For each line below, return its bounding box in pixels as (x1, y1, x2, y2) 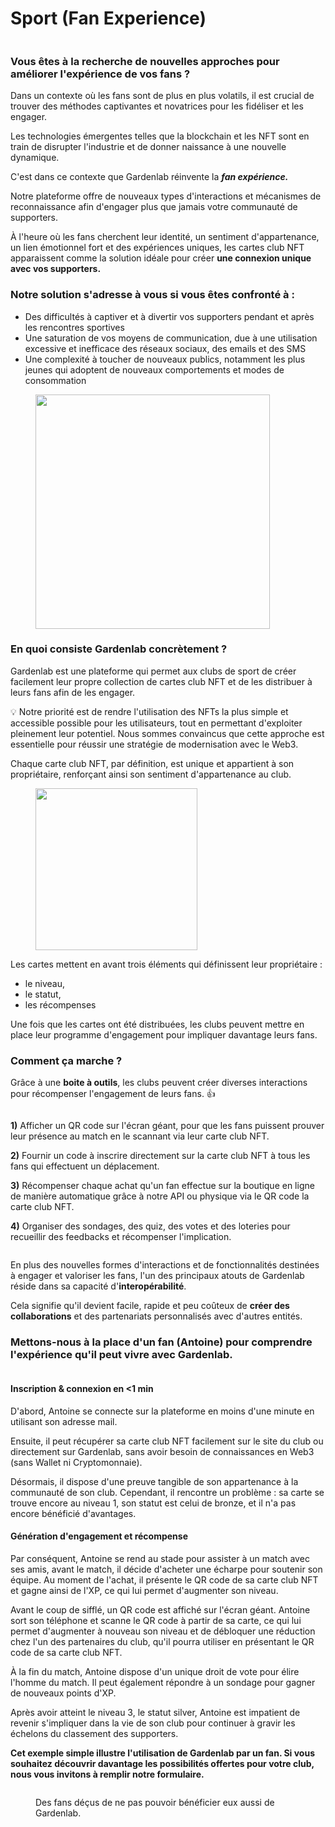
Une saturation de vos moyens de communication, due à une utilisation (24, 332, 318, 344)
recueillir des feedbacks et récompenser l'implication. (10, 1231, 232, 1243)
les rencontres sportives (24, 321, 125, 333)
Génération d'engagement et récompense (10, 1530, 188, 1542)
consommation (24, 374, 87, 386)
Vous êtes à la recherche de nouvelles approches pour (10, 54, 280, 68)
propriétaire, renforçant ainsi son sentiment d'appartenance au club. (10, 768, 292, 780)
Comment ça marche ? (10, 1053, 123, 1067)
